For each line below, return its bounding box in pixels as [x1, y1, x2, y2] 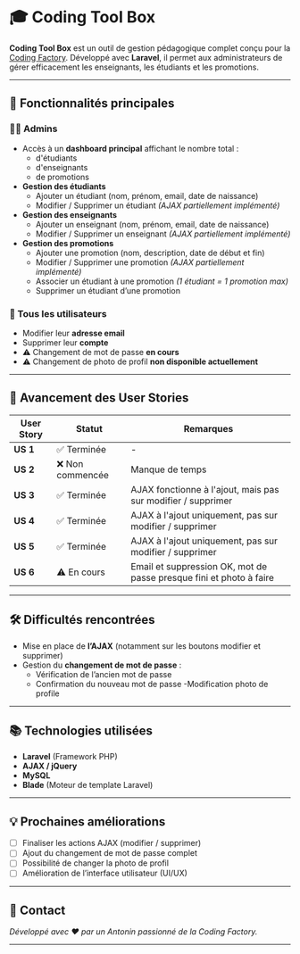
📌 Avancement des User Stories [9, 390, 189, 406]
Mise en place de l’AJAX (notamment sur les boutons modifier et [21, 640, 262, 651]
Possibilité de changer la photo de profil [21, 858, 170, 868]
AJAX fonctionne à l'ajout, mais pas [130, 483, 279, 495]
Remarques [183, 422, 234, 435]
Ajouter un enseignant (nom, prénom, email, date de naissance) [35, 219, 270, 229]
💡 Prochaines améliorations [9, 814, 166, 829]
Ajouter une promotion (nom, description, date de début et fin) [35, 247, 265, 258]
